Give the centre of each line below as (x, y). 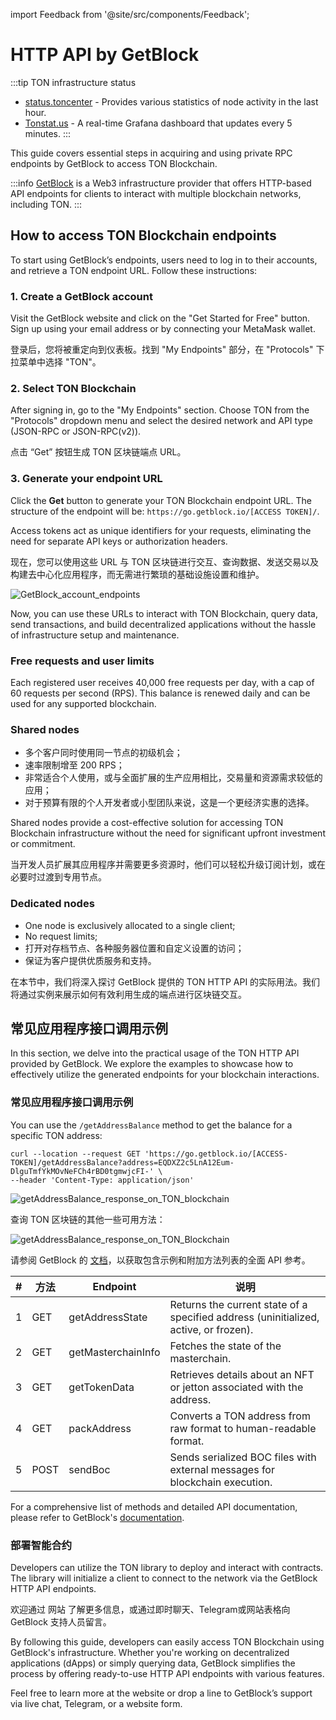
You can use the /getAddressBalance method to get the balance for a (151, 1125)
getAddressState (108, 1317)
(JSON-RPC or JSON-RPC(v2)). (76, 431)
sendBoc (89, 1469)
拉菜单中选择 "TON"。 (56, 362)
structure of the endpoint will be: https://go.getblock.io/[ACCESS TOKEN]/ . (165, 511)
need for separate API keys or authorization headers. (119, 541)
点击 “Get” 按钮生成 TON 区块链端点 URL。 (98, 452)
